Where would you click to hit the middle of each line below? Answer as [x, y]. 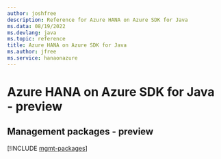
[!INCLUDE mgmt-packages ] [47, 148]
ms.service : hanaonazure [42, 58]
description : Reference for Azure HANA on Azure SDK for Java [97, 20]
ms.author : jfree [32, 52]
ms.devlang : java [32, 33]
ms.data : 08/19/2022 [37, 26]
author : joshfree [32, 13]
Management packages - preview [80, 132]
